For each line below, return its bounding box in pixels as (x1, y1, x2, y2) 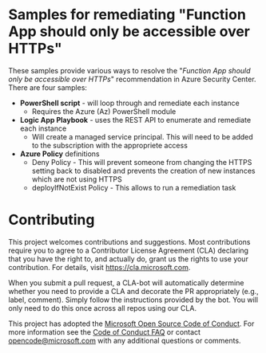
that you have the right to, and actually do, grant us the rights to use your (8, 253, 249, 264)
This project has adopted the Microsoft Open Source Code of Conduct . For (8, 319, 255, 328)
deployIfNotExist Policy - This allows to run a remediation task (31, 182, 236, 192)
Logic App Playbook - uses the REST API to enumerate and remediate (19, 115, 252, 124)
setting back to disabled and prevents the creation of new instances (31, 166, 256, 175)
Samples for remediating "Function (8, 6, 246, 24)
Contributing (8, 211, 95, 229)
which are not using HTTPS (31, 174, 122, 184)
